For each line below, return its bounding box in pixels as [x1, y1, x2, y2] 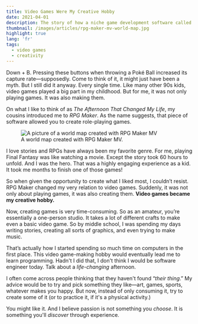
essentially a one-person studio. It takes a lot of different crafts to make [6, 214, 180, 221]
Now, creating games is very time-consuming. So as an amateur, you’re [6, 208, 180, 215]
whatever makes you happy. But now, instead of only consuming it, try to [6, 287, 183, 294]
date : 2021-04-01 [6, 14, 49, 20]
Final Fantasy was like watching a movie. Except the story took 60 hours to [6, 153, 188, 160]
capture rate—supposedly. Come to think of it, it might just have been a [6, 75, 180, 82]
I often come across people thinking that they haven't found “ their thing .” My [6, 274, 193, 281]
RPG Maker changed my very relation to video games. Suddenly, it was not [6, 184, 188, 191]
